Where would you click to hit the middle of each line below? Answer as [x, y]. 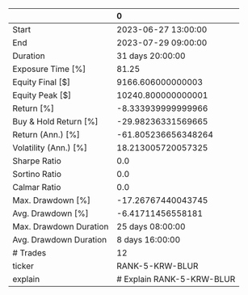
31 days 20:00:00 [151, 56]
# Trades [29, 253]
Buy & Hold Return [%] [55, 122]
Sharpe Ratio [37, 161]
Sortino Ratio [37, 174]
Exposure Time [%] [49, 69]
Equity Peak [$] [42, 95]
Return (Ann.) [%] [46, 135]
